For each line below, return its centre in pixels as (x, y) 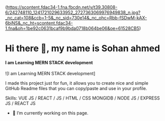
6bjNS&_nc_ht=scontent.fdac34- (39, 23)
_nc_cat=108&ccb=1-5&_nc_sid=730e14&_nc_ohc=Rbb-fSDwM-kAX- (76, 18)
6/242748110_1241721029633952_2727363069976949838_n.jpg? (73, 12)
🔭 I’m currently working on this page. (50, 113)
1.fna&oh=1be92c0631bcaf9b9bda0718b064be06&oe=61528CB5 (72, 28)
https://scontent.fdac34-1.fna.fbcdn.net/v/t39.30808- (62, 7)
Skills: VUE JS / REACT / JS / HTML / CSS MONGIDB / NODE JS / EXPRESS (82, 98)
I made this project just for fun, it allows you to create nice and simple (77, 83)
